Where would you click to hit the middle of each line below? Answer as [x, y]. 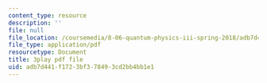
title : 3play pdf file [46, 60]
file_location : [33, 38]
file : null [26, 30]
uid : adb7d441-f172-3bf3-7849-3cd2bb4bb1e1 [81, 67]
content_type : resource [48, 15]
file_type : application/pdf [55, 45]
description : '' [35, 23]
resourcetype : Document [48, 52]
